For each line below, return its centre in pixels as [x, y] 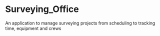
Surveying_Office [42, 9]
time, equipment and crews [33, 28]
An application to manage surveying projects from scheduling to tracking [80, 23]
